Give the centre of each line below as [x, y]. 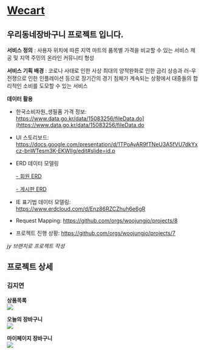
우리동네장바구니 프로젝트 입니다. [65, 34]
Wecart [26, 11]
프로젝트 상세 [30, 267]
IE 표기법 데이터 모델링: [43, 202]
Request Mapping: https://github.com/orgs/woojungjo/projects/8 [97, 220]
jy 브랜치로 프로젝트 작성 [36, 246]
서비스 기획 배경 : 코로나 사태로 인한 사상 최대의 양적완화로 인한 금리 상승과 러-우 [102, 71]
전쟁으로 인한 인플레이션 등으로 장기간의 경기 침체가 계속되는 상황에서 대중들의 [99, 78]
